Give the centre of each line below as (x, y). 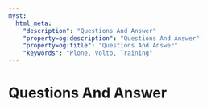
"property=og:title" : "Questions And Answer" (101, 46)
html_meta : (34, 23)
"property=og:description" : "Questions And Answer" (111, 38)
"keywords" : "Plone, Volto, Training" (88, 53)
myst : (17, 16)
